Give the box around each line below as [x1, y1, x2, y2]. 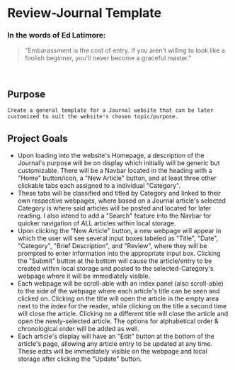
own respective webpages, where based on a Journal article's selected [17, 196, 227, 205]
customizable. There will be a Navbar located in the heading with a [17, 167, 212, 175]
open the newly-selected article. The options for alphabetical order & [17, 317, 219, 325]
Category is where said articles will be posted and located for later [17, 204, 212, 213]
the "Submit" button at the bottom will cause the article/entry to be [17, 257, 212, 265]
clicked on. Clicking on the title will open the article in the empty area [17, 294, 219, 303]
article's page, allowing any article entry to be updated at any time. [17, 340, 212, 348]
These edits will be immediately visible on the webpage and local [17, 347, 207, 356]
